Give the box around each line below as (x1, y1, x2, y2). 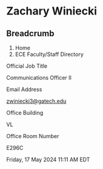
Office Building (6, 109, 44, 116)
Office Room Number (6, 133, 59, 139)
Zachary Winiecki (6, 4, 97, 18)
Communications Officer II (6, 74, 71, 81)
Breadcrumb (6, 28, 55, 39)
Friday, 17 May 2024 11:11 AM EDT (6, 156, 90, 163)
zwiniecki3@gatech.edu (6, 98, 67, 104)
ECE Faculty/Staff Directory (15, 51, 84, 58)
